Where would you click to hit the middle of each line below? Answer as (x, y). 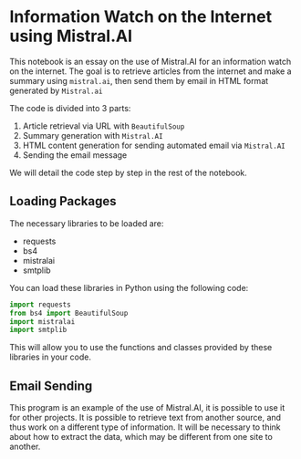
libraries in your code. (51, 357)
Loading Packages (63, 201)
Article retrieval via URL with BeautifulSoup (104, 126)
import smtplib (38, 330)
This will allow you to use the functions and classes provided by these (141, 348)
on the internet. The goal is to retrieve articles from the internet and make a (150, 71)
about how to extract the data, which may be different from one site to (141, 437)
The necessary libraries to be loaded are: (87, 223)
